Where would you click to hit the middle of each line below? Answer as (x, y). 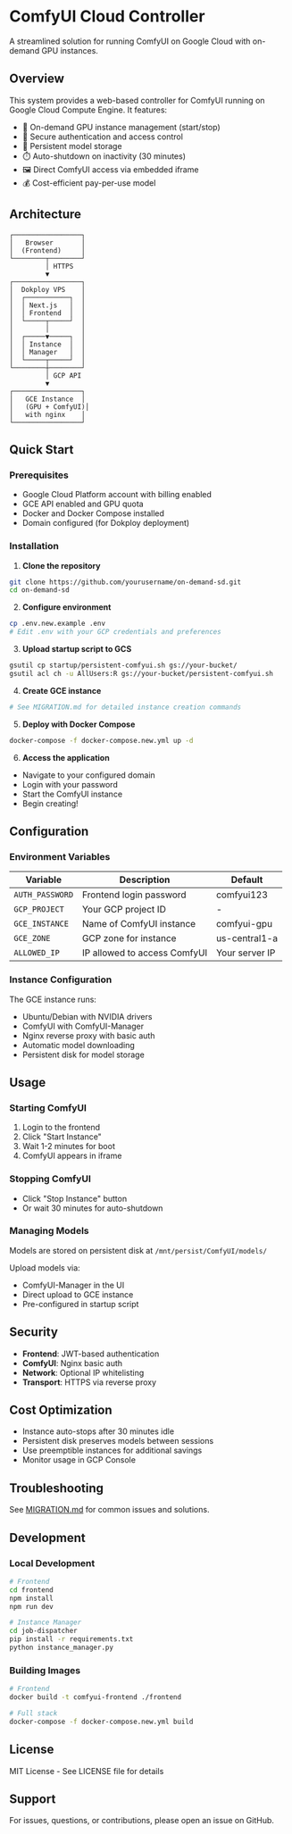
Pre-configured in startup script (80, 1304)
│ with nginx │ (48, 414)
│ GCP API (63, 375)
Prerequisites (39, 475)
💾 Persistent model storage (72, 146)
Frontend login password (134, 895)
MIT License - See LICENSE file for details (87, 1771)
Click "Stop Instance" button (75, 1198)
